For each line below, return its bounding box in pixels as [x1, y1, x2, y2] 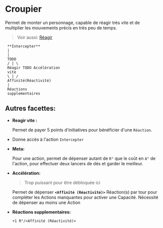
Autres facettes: [5, 104, 56, 113]
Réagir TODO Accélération [7, 65, 60, 70]
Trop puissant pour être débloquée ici [24, 179, 100, 185]
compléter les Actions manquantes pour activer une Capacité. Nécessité [12, 194, 159, 200]
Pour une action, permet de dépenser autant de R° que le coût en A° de [12, 155, 156, 161]
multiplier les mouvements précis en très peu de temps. [5, 25, 117, 30]
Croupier [5, 3, 42, 15]
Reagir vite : [12, 117, 38, 123]
